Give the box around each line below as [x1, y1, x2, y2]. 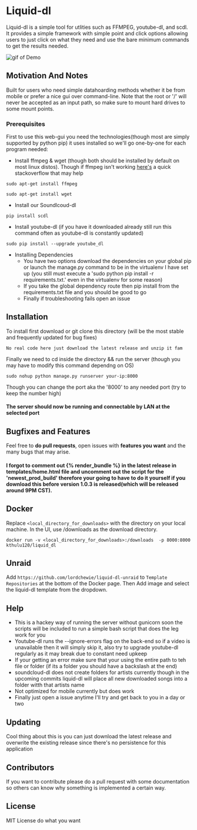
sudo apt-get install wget [6, 191, 72, 198]
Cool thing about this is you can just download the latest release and [6, 733, 172, 740]
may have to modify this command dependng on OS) [6, 362, 134, 369]
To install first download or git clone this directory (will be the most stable [6, 328, 184, 335]
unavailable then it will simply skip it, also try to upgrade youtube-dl [14, 644, 178, 651]
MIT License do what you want [6, 816, 81, 824]
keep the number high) [6, 389, 62, 396]
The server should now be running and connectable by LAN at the [6, 403, 171, 410]
